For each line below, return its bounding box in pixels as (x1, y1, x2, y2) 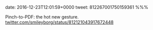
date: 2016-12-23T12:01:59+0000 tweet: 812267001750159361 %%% (5, 4, 148, 10)
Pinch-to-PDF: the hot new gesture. (5, 14, 79, 19)
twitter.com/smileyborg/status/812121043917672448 (5, 19, 114, 25)
